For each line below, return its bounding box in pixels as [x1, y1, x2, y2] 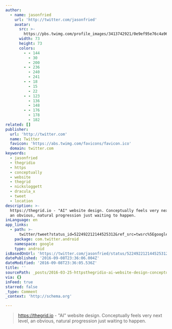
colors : [18, 46, 36, 51]
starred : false [5, 284, 38, 289]
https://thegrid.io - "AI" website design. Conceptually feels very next [17, 313, 162, 319]
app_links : [5, 222, 29, 227]
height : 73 [18, 41, 42, 46]
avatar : [14, 22, 31, 27]
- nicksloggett [10, 184, 42, 189]
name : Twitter [10, 137, 40, 142]
